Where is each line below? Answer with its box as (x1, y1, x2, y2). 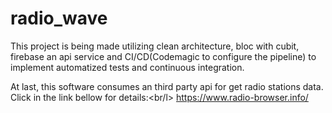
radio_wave (10, 7, 108, 30)
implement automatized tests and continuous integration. (10, 61, 245, 73)
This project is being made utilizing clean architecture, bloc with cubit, (10, 40, 300, 52)
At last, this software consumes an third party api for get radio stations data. (10, 80, 324, 92)
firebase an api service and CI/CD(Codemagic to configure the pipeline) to (10, 50, 317, 62)
